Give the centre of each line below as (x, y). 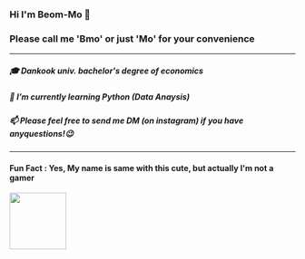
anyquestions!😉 (42, 133)
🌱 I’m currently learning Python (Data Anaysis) (100, 97)
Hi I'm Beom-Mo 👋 (50, 14)
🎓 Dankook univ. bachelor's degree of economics (107, 71)
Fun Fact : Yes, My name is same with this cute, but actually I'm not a (142, 168)
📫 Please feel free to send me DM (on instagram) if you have (127, 120)
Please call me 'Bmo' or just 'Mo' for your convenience (133, 38)
